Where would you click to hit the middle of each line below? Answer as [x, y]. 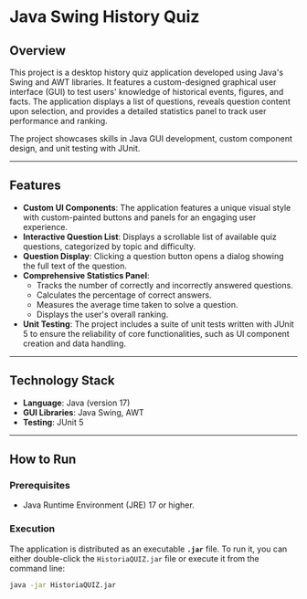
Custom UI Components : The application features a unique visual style [157, 207]
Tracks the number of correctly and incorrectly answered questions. [165, 285]
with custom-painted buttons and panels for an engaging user [139, 217]
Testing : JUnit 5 [53, 422]
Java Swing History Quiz [105, 17]
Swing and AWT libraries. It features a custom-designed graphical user [143, 82]
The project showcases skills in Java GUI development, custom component [151, 138]
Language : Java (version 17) [76, 403]
